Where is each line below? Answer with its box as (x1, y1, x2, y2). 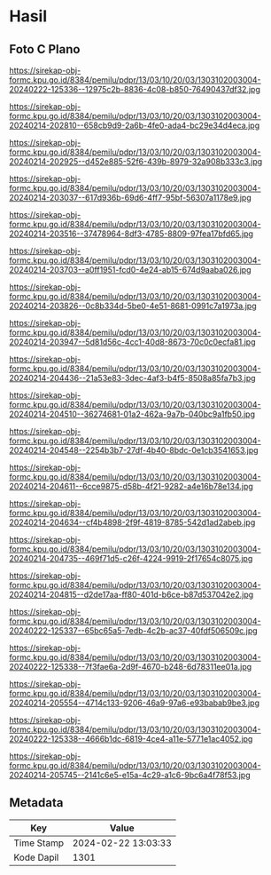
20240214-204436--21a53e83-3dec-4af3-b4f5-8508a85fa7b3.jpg (9, 373, 256, 383)
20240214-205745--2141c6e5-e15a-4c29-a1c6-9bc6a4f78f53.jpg (9, 770, 251, 780)
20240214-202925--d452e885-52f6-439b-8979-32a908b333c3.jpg (9, 156, 263, 166)
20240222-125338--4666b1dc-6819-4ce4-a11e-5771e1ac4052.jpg (9, 734, 253, 744)
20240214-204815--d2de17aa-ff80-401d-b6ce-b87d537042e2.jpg (9, 589, 254, 600)
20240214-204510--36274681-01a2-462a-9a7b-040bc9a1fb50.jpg (9, 409, 255, 419)
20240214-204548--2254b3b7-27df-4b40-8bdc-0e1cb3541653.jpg (9, 445, 259, 455)
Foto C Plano (9, 42, 81, 57)
